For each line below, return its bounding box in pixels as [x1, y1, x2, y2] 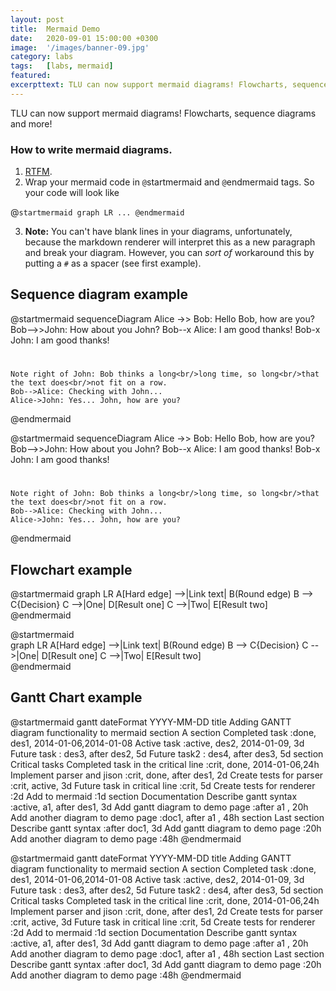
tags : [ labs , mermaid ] [10, 61, 114, 71]
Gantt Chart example [10, 689, 143, 706]
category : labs [10, 52, 74, 62]
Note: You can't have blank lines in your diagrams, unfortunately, [24, 226, 293, 238]
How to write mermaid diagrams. [10, 142, 173, 156]
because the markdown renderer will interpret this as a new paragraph [24, 236, 316, 248]
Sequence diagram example [10, 286, 189, 303]
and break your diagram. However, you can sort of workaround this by [24, 247, 315, 259]
